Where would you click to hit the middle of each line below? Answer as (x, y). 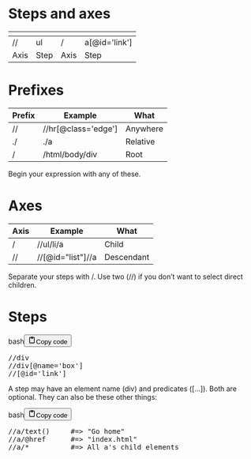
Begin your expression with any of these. (75, 174)
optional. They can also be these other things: (83, 397)
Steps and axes (60, 14)
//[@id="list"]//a (67, 257)
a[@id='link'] (108, 42)
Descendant (127, 257)
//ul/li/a (50, 244)
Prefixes (36, 90)
